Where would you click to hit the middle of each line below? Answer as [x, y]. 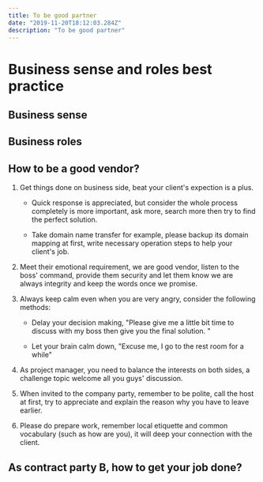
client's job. [50, 252]
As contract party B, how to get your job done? [125, 467]
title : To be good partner [53, 15]
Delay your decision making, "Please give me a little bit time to [133, 323]
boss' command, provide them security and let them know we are [126, 275]
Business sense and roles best [110, 69]
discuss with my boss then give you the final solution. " [121, 331]
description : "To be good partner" [67, 30]
